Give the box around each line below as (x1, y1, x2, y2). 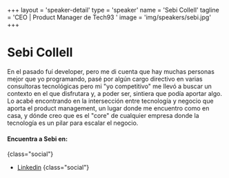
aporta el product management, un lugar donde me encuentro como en (7, 103, 210, 112)
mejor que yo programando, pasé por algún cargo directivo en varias (7, 75, 203, 83)
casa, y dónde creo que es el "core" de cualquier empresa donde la (7, 111, 199, 119)
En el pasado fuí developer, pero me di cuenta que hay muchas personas (7, 67, 215, 75)
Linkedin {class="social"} (17, 164, 90, 172)
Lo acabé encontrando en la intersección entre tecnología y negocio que (7, 97, 214, 105)
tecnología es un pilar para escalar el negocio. (7, 119, 139, 127)
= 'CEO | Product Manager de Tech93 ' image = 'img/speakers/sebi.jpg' (7, 13, 212, 21)
